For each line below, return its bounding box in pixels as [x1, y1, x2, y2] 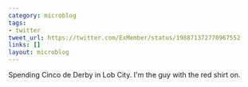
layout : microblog [8, 48, 69, 56]
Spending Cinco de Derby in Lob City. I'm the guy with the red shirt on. [8, 70, 241, 79]
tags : [8, 19, 26, 27]
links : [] [8, 41, 41, 49]
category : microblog [8, 11, 77, 20]
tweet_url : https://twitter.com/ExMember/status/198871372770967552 [8, 33, 241, 42]
